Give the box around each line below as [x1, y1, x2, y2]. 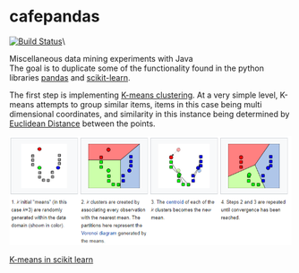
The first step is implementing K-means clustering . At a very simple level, [9, 90, 278, 100]
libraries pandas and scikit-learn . [9, 72, 132, 82]
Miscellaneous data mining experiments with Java [9, 53, 194, 64]
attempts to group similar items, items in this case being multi [36, 98, 262, 109]
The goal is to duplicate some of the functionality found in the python [9, 63, 264, 73]
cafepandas [9, 6, 100, 27]
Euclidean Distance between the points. [9, 118, 156, 129]
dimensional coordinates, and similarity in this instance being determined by [9, 108, 290, 119]
